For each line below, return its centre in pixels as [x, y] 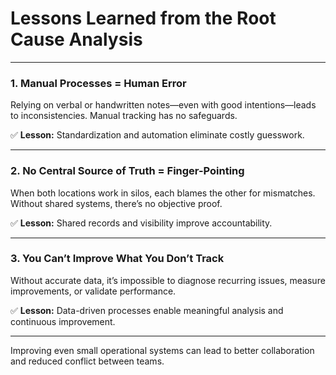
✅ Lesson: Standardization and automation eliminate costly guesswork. [157, 135]
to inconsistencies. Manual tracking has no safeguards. [124, 116]
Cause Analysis [76, 39]
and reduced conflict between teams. [87, 361]
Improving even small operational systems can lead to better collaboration [162, 350]
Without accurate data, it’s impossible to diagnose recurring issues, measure [168, 280]
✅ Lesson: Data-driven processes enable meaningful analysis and [147, 310]
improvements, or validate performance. [93, 291]
